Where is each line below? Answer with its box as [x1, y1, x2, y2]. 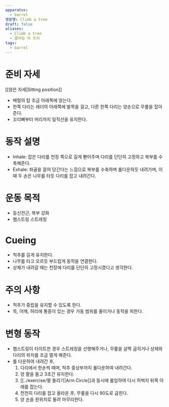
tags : [5, 41, 17, 46]
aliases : [5, 26, 24, 31]
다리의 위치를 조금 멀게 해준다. [12, 352, 72, 358]
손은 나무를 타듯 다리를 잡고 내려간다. [23, 173, 97, 179]
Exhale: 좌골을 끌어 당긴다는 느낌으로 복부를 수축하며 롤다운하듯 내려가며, [12, 166, 158, 173]
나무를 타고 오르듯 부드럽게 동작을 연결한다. [12, 258, 98, 264]
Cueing [5, 234, 36, 246]
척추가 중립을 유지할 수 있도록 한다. [12, 302, 82, 308]
